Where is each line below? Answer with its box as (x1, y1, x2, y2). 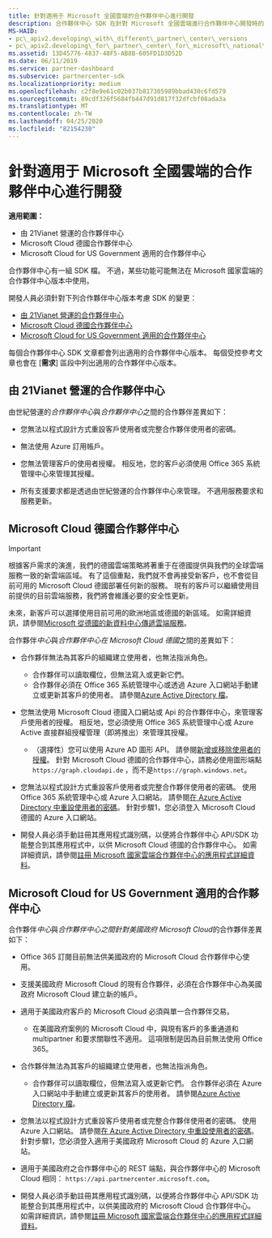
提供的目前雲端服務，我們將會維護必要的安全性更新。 (15, 591, 193, 600)
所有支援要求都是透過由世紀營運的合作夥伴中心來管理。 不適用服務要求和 (19, 485, 264, 495)
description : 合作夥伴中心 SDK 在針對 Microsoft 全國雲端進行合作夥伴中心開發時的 (8, 19, 265, 28)
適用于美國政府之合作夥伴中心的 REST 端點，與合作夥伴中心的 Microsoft (19, 1163, 261, 1173)
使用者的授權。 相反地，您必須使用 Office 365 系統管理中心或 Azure (27, 718, 254, 728)
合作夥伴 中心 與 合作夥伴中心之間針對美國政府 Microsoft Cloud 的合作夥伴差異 (8, 924, 263, 934)
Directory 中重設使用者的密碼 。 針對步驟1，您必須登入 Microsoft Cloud (19, 803, 256, 813)
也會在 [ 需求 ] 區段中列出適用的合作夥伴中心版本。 (15, 357, 181, 367)
